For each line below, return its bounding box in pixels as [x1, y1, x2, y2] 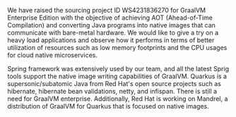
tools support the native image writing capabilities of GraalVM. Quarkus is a [7, 72, 228, 80]
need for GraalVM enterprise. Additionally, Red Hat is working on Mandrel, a [7, 94, 228, 103]
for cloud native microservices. [7, 51, 98, 59]
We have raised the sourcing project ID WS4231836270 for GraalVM [7, 6, 206, 14]
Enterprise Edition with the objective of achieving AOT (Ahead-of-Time [7, 13, 213, 22]
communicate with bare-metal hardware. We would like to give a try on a [7, 28, 219, 37]
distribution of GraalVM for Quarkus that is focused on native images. [7, 102, 210, 110]
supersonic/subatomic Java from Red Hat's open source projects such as [7, 80, 221, 87]
